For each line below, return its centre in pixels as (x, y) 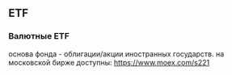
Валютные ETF (39, 36)
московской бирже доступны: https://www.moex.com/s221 (109, 62)
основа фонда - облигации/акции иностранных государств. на (116, 54)
